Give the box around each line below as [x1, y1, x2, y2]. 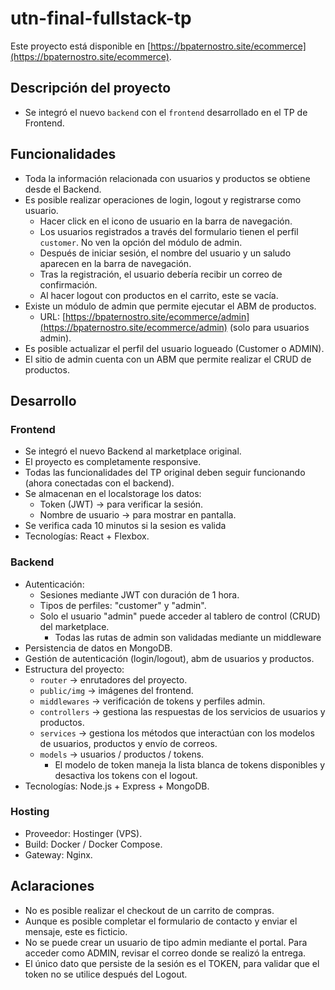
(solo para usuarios [229, 321, 310, 333]
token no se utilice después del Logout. [24, 968, 188, 980]
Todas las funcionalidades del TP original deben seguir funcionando [24, 467, 306, 479]
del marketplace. [39, 620, 110, 632]
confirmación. [39, 278, 98, 291]
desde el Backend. [24, 183, 102, 195]
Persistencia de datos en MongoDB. [24, 642, 173, 654]
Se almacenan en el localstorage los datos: [24, 488, 202, 500]
